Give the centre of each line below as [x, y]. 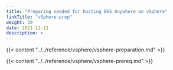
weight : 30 [19, 22]
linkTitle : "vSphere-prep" [39, 17]
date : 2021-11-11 [27, 28]
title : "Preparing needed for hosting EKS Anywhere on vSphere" [87, 11]
